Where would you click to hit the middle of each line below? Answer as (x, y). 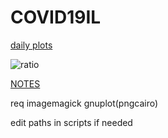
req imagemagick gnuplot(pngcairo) (84, 103)
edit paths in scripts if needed (71, 122)
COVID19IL (56, 17)
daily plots (31, 45)
